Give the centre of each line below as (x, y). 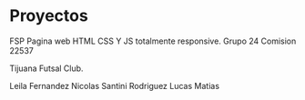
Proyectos (49, 16)
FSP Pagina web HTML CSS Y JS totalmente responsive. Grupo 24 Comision (153, 41)
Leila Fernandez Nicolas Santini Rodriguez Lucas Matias (115, 85)
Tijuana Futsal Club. (46, 68)
